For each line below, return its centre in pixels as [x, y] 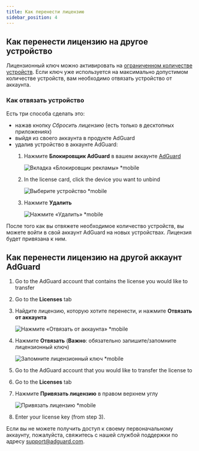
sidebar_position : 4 [32, 17]
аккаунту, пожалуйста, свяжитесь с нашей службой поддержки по [92, 435]
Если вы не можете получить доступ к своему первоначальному [90, 429]
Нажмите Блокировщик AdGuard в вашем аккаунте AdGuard [102, 156]
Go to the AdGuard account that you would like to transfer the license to [104, 370]
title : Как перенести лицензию [45, 12]
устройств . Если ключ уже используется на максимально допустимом [97, 72]
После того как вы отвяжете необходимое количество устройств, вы [95, 226]
